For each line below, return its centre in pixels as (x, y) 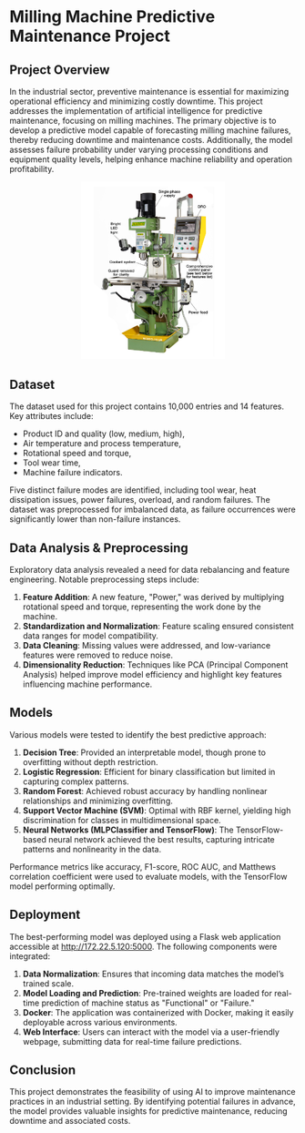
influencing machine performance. (87, 684)
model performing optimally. (62, 886)
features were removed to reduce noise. (98, 655)
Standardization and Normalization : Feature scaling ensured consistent (158, 626)
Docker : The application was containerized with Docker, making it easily (158, 1012)
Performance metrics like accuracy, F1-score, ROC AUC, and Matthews (142, 866)
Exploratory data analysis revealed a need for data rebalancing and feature (150, 569)
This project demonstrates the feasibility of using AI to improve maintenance (152, 1092)
